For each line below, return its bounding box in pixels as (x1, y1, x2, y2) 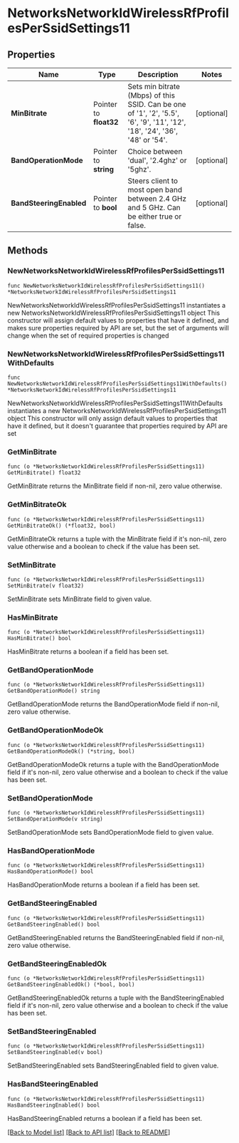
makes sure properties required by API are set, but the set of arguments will (7, 323, 229, 332)
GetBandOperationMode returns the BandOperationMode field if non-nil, (7, 700, 220, 709)
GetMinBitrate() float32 (7, 469, 81, 476)
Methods (7, 244, 48, 257)
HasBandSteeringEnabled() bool (7, 1102, 100, 1109)
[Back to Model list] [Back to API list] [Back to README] (7, 1127, 171, 1137)
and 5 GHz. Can (127, 203, 181, 212)
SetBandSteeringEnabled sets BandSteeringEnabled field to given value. (7, 1061, 219, 1070)
